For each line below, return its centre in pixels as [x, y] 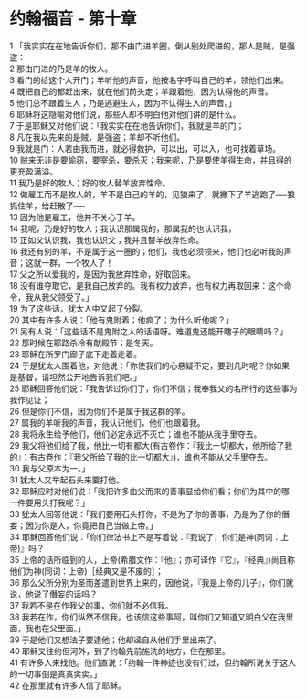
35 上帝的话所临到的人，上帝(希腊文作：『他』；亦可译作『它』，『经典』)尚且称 [153, 559]
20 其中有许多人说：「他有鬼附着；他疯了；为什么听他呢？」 [122, 320]
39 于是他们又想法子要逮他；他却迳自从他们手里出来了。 [116, 640]
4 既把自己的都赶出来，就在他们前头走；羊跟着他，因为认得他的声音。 [141, 91]
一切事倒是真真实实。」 [59, 673]
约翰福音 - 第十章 [73, 19]
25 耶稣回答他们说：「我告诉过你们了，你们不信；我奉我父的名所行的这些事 [149, 388]
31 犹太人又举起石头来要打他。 [67, 480]
